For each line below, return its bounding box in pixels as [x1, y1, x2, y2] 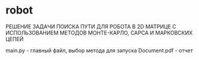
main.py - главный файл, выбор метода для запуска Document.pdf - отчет [5, 46, 193, 54]
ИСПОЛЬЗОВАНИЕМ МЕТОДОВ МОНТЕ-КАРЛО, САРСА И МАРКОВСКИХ [5, 29, 193, 36]
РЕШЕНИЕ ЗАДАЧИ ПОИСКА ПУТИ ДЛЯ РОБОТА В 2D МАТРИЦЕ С [5, 23, 176, 30]
